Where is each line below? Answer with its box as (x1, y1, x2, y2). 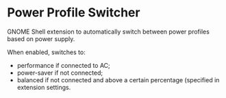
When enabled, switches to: (7, 48, 86, 56)
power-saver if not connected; (16, 69, 103, 77)
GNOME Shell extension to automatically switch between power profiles (7, 27, 210, 36)
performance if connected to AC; (16, 61, 111, 69)
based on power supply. (7, 34, 75, 42)
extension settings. (16, 83, 71, 91)
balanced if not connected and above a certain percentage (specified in (16, 75, 220, 84)
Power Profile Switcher (7, 5, 140, 21)
